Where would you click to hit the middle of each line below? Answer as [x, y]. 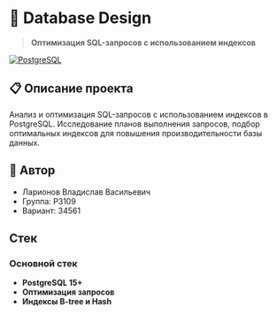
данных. [24, 142]
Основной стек [43, 263]
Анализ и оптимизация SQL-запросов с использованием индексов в [138, 114]
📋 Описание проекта [71, 89]
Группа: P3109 [49, 201]
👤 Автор [32, 170]
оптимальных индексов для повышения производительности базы [136, 133]
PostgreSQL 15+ [52, 283]
